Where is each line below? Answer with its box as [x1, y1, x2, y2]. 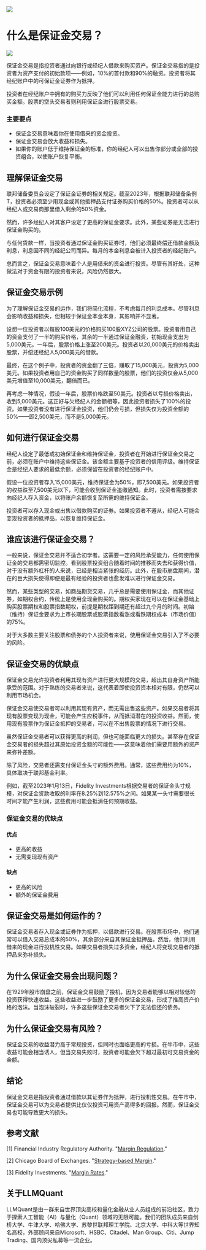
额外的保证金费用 [15, 891, 59, 898]
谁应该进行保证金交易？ [6, 534, 95, 545]
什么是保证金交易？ [6, 29, 104, 43]
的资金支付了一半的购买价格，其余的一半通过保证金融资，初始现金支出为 [6, 333, 189, 340]
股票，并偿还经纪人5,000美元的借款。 [6, 348, 102, 355]
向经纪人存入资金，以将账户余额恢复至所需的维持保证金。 [6, 494, 151, 501]
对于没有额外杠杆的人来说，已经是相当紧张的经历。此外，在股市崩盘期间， [6, 567, 194, 574]
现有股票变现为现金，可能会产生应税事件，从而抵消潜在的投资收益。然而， [6, 712, 194, 720]
